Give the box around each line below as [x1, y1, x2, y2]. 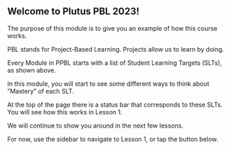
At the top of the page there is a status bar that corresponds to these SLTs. [7, 100, 223, 109]
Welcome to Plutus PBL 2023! [7, 6, 140, 17]
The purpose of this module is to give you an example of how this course [7, 24, 218, 32]
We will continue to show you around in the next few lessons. [7, 121, 184, 130]
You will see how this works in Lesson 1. [7, 107, 122, 116]
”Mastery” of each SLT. [7, 87, 75, 95]
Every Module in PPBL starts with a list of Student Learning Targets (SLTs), [7, 59, 223, 67]
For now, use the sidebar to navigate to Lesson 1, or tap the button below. [7, 135, 218, 143]
